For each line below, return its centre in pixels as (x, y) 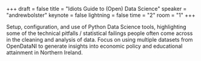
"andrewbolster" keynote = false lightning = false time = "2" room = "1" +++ (101, 15)
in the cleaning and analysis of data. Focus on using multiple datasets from (100, 40)
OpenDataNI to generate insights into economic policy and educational (94, 46)
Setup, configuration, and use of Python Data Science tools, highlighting (96, 27)
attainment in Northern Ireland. (44, 53)
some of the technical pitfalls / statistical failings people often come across (100, 33)
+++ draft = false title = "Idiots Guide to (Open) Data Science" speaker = (97, 9)
